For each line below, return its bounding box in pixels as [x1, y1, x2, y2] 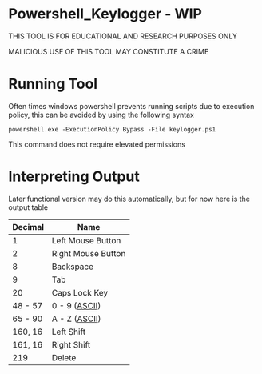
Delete [51, 352, 77, 363]
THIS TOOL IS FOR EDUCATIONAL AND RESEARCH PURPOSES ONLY [8, 31, 238, 41]
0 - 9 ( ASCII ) [51, 300, 101, 311]
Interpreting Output [8, 167, 140, 186]
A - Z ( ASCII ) [51, 313, 101, 324]
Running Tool [8, 75, 98, 93]
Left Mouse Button [51, 235, 121, 246]
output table [8, 202, 49, 212]
